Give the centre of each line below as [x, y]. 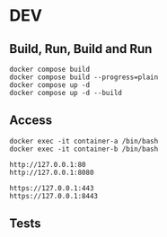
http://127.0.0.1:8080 [52, 172]
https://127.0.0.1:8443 [54, 196]
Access [31, 121]
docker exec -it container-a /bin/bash [84, 141]
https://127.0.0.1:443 [52, 188]
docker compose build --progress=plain [84, 77]
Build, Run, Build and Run [81, 49]
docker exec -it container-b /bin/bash [84, 149]
